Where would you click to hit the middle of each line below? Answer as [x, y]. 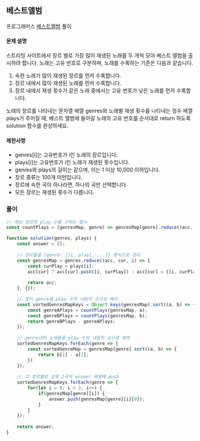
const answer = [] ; [41, 244]
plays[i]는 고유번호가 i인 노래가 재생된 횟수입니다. [72, 163]
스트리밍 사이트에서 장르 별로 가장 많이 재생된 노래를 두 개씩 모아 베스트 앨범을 [97, 56]
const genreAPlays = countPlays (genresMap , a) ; [87, 310]
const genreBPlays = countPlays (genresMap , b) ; [87, 316]
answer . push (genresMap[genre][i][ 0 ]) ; [97, 399]
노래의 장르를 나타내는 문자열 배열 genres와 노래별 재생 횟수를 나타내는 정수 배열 [100, 111]
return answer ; [36, 427]
